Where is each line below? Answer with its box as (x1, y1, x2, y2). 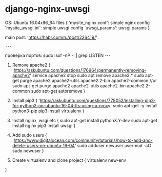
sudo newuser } (12, 148, 44, 153)
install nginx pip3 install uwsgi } (12, 123, 76, 128)
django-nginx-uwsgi (5, 3, 90, 15)
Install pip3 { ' (12, 97, 40, 103)
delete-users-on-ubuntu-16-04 (12, 142, 75, 148)
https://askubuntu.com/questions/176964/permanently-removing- (14, 67, 146, 73)
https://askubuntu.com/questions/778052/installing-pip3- (40, 97, 156, 103)
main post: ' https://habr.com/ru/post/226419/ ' (5, 34, 98, 40)
